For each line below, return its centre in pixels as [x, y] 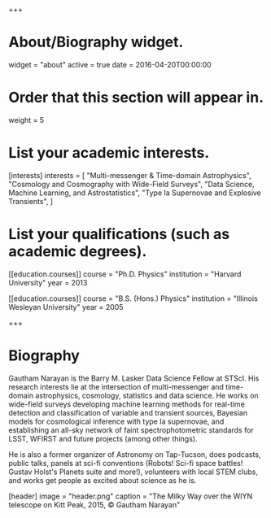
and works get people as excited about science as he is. [103, 480]
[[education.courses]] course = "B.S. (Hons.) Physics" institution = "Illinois [133, 298]
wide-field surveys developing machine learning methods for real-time [127, 404]
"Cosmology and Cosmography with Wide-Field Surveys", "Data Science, [131, 184]
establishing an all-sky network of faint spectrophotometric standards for [131, 430]
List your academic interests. [109, 153]
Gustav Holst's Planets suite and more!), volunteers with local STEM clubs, [133, 472]
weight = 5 [26, 120]
